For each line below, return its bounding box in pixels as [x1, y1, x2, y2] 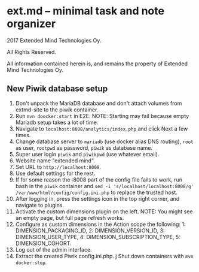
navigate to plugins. [15, 201, 65, 208]
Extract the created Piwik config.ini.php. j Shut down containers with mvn [15, 252, 194, 259]
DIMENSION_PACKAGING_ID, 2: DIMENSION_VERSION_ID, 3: [15, 226, 165, 234]
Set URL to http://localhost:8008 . [15, 163, 101, 170]
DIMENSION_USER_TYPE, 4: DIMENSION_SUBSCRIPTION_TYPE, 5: [15, 233, 181, 240]
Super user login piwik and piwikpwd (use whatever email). [15, 150, 160, 158]
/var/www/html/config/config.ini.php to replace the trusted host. [15, 189, 178, 196]
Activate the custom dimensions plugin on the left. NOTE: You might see [15, 208, 193, 215]
